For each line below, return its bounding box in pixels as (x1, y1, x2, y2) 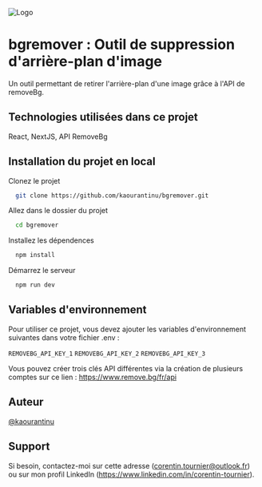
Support (8, 440, 50, 453)
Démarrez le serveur (8, 266, 76, 275)
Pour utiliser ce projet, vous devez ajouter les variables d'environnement (8, 324, 246, 334)
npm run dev (15, 281, 56, 289)
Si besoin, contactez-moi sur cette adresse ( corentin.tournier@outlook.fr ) (8, 461, 250, 470)
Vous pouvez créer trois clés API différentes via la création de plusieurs (8, 363, 244, 373)
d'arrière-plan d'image (8, 53, 162, 71)
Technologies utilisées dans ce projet (8, 110, 198, 124)
